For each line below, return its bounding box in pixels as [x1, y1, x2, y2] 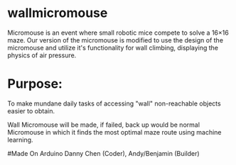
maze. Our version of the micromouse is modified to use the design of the [7, 35, 224, 44]
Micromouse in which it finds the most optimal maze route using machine [7, 127, 222, 136]
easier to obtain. [7, 106, 55, 115]
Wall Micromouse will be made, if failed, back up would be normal [7, 120, 200, 129]
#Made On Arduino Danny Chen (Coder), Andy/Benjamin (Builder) [7, 149, 200, 157]
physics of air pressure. [7, 51, 77, 59]
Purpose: [7, 76, 63, 92]
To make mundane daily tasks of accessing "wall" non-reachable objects [7, 99, 222, 108]
